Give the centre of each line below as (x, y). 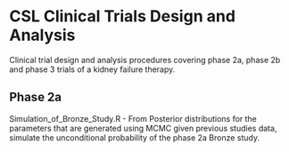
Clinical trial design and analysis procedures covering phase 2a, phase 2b (145, 60)
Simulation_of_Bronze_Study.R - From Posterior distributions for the (133, 118)
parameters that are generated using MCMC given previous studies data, (143, 128)
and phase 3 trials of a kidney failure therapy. (92, 69)
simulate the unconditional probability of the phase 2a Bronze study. (135, 137)
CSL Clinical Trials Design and (123, 16)
